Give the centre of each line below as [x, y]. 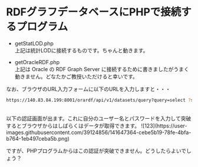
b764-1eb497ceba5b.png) [38, 138]
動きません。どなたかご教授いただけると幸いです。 [76, 76]
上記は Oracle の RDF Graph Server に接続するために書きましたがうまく [102, 69]
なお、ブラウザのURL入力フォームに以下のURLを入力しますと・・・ [88, 89]
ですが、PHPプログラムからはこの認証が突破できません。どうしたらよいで [96, 151]
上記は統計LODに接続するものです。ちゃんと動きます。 [81, 50]
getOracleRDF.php [37, 62]
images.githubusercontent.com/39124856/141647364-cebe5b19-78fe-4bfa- [99, 132]
